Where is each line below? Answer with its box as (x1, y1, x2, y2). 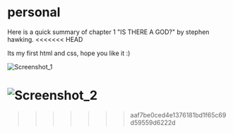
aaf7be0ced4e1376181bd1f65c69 (130, 110, 227, 119)
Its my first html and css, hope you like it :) (7, 49, 131, 57)
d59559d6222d (130, 118, 176, 127)
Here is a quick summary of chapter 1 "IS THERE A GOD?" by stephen (7, 28, 210, 36)
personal (7, 4, 61, 21)
